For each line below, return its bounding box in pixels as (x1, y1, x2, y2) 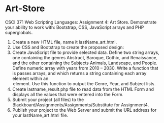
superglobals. (5, 29, 33, 35)
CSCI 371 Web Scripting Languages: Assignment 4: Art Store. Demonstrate (5, 19, 157, 25)
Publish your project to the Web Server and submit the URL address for (12, 107, 157, 113)
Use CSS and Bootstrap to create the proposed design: (12, 44, 124, 50)
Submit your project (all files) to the (12, 97, 84, 102)
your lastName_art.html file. (12, 112, 68, 118)
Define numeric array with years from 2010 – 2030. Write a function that (12, 65, 159, 71)
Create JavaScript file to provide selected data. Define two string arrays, (12, 49, 160, 55)
